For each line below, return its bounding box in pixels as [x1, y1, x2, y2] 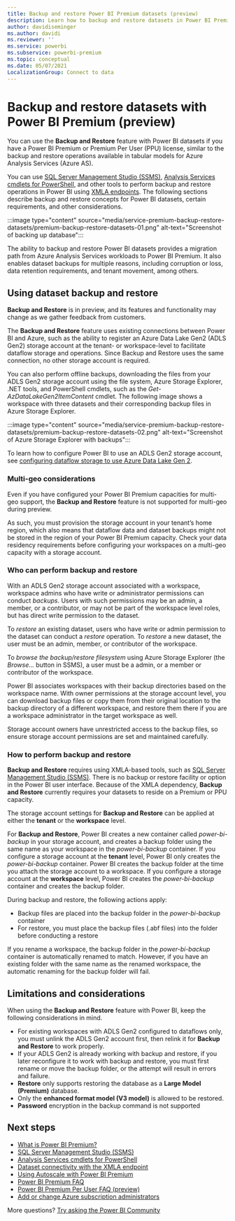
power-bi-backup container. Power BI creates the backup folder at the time [7, 860, 224, 868]
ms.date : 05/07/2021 [7, 62, 68, 69]
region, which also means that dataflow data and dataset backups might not [7, 525, 226, 534]
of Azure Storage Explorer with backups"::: [7, 435, 131, 444]
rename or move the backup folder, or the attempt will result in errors [17, 1064, 217, 1073]
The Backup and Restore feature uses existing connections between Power [7, 327, 226, 335]
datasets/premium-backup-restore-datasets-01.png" [7, 223, 159, 232]
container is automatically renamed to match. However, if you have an [7, 952, 208, 961]
